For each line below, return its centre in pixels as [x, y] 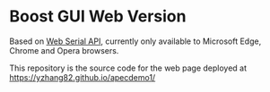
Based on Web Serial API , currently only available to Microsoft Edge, [135, 41]
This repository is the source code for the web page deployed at [128, 68]
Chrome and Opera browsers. [64, 50]
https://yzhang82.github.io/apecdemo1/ [83, 77]
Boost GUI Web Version [98, 17]
